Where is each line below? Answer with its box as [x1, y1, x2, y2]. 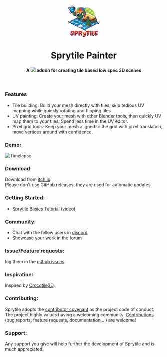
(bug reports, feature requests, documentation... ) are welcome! [5, 317, 136, 323]
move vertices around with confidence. [12, 129, 93, 135]
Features [5, 91, 27, 98]
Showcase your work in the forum [12, 235, 82, 241]
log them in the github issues [5, 259, 65, 265]
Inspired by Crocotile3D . [5, 282, 55, 288]
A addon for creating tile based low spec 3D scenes [26, 67, 141, 73]
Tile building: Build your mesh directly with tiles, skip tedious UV [12, 102, 145, 108]
